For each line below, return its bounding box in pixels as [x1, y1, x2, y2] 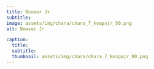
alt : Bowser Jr [6, 25, 45, 32]
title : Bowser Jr [6, 8, 51, 15]
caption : [6, 37, 29, 43]
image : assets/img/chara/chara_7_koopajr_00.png [6, 20, 132, 26]
